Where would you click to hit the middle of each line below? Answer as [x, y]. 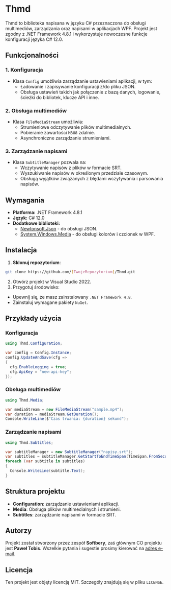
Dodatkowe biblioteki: [36, 223]
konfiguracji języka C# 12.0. [34, 39]
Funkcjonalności [32, 55]
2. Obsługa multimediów [36, 110]
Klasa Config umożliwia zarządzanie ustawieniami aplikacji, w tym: [82, 81]
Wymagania [25, 200]
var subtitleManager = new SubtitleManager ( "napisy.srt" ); [69, 452]
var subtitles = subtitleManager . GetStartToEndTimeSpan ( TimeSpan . [77, 457]
